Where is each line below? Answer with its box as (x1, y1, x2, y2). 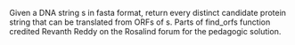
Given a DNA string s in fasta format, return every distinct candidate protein (9, 8, 287, 18)
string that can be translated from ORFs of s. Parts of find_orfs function (9, 17, 271, 27)
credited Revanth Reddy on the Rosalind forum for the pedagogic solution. (9, 26, 282, 36)
